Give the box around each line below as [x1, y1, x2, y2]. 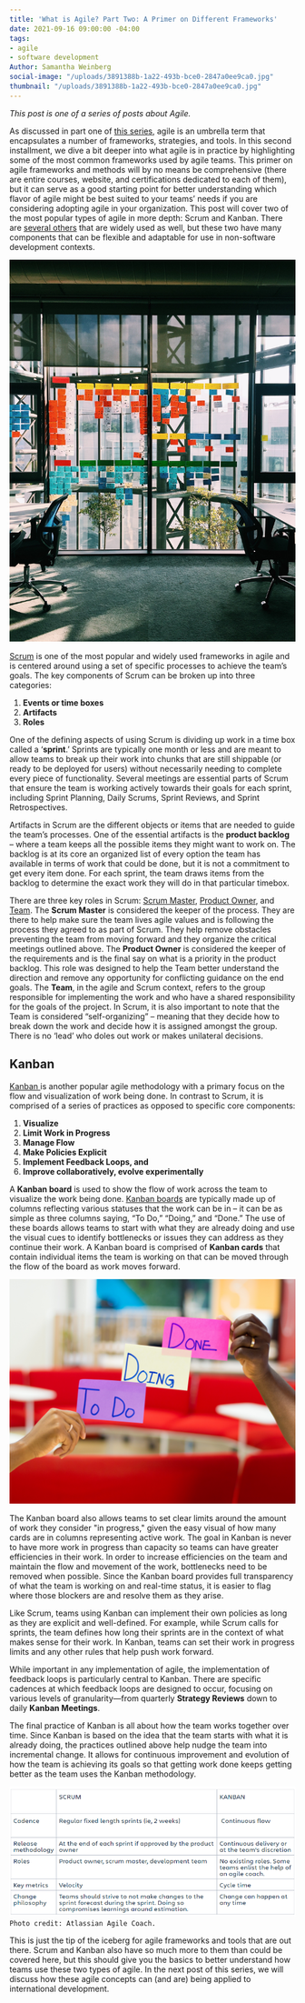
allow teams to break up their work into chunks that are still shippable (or [9, 753, 282, 764]
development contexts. [9, 241, 95, 252]
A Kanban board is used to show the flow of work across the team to [9, 1183, 268, 1195]
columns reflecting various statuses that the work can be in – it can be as [9, 1203, 283, 1214]
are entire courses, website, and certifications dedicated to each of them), [9, 174, 288, 185]
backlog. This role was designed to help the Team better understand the [9, 962, 280, 973]
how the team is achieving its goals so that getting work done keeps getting [9, 1759, 292, 1770]
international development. [9, 1983, 110, 1995]
